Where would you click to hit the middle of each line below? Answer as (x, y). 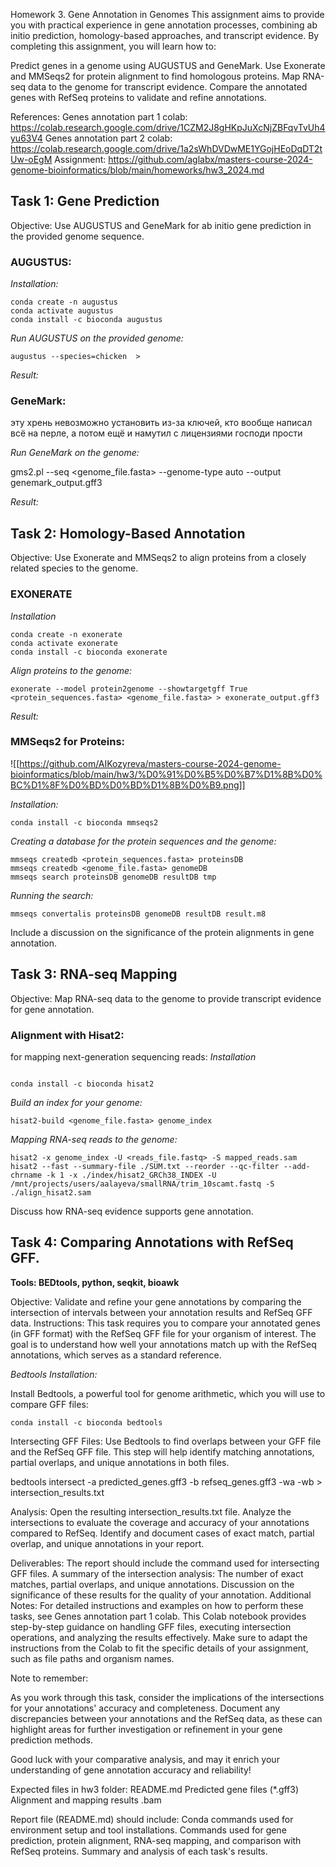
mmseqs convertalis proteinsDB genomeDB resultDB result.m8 (138, 914)
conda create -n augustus (64, 302)
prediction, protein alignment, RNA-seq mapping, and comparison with (156, 1840)
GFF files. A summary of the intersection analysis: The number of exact (157, 1573)
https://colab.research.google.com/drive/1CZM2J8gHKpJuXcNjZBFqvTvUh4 (168, 127)
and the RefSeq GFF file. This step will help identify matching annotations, (162, 1451)
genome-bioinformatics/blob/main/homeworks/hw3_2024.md (137, 170)
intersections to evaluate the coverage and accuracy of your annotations (160, 1522)
